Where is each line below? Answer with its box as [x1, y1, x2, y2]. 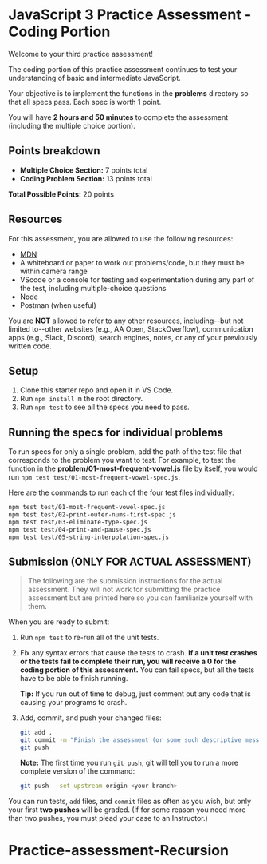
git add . [19, 729, 53, 737]
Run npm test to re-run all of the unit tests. [19, 633, 159, 643]
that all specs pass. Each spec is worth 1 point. [8, 97, 162, 106]
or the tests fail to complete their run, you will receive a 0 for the [19, 657, 237, 667]
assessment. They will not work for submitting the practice [27, 585, 221, 595]
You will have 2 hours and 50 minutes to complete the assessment [8, 112, 229, 121]
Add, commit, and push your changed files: [19, 713, 162, 723]
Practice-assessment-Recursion [8, 842, 230, 860]
